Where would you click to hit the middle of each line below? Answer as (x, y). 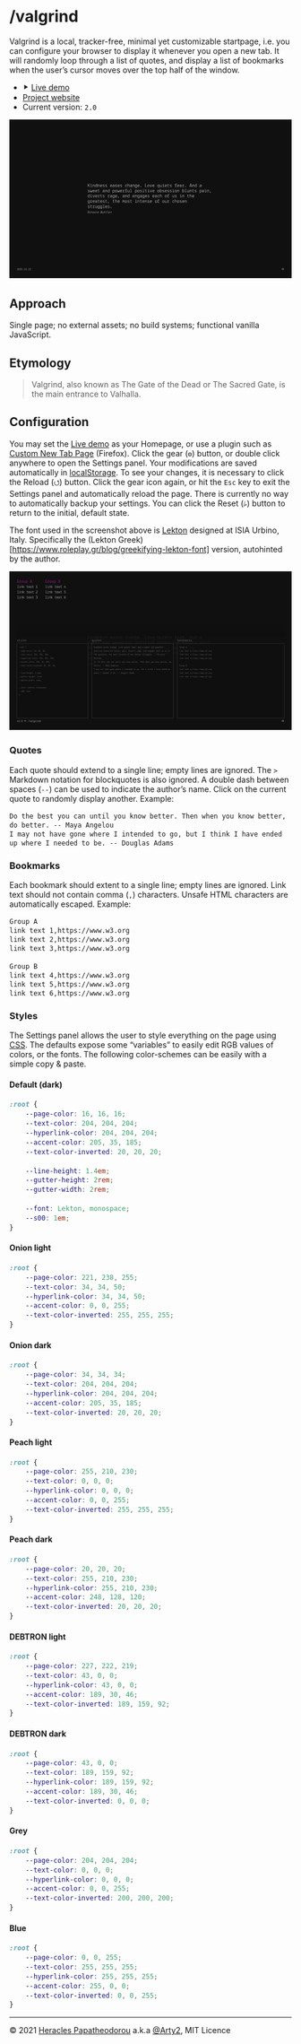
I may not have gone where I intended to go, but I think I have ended (146, 834)
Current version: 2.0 (59, 107)
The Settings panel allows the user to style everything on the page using (143, 1035)
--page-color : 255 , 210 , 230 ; (82, 1472)
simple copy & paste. (48, 1064)
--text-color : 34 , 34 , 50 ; (76, 1287)
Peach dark (31, 1539)
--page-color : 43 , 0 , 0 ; (72, 1763)
